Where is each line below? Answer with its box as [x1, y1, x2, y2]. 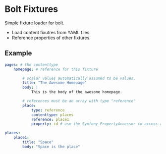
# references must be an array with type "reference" [22, 99, 136, 103]
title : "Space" [22, 140, 54, 145]
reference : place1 [31, 117, 69, 122]
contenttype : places [31, 112, 74, 117]
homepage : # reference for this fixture [13, 67, 98, 72]
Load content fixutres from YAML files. [11, 29, 91, 35]
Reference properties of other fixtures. [11, 35, 91, 41]
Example [4, 49, 32, 57]
